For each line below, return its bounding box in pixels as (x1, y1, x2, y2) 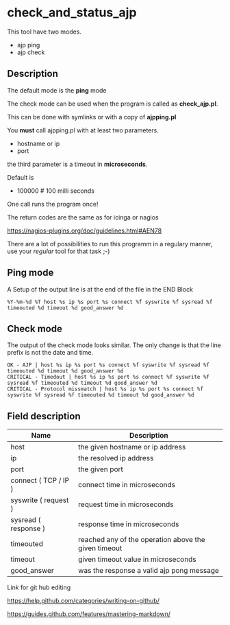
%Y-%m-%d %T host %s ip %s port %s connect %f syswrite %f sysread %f (7, 298, 213, 305)
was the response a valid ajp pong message (78, 566, 219, 576)
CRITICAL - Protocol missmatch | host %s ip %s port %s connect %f (7, 386, 204, 392)
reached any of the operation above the (78, 535, 205, 545)
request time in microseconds (78, 499, 174, 509)
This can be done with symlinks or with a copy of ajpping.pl (7, 113, 177, 121)
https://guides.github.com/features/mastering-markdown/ (7, 610, 171, 618)
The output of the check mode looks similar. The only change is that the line (7, 341, 221, 349)
